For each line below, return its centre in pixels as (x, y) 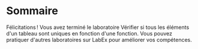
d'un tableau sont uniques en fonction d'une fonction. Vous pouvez (89, 33)
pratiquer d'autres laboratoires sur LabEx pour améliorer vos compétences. (99, 40)
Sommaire (32, 11)
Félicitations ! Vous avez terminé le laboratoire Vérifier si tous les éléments (98, 27)
